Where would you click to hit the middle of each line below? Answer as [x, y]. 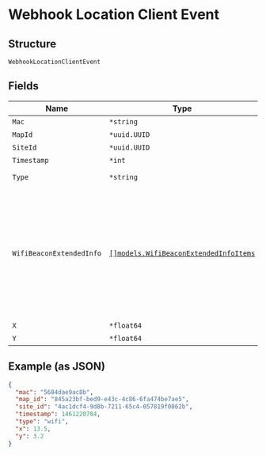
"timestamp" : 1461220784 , [58, 414]
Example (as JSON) [57, 367]
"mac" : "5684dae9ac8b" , [54, 392]
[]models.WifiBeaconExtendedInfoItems [182, 253]
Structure [32, 44]
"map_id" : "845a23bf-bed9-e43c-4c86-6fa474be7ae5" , [103, 400]
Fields [24, 86]
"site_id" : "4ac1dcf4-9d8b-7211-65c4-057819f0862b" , [104, 407]
